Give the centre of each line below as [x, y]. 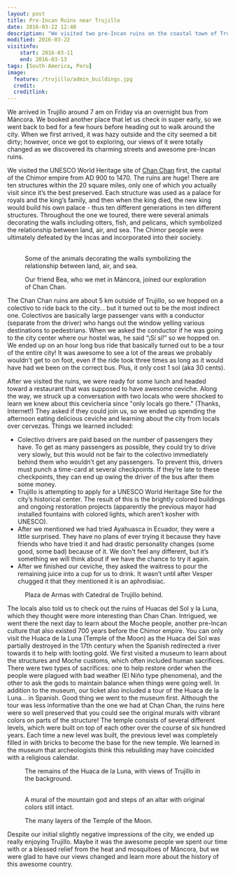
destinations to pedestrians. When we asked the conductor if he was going [115, 330]
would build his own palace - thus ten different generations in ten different [114, 208]
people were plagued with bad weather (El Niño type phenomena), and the [115, 676]
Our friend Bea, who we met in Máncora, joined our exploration [115, 280]
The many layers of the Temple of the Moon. [88, 821]
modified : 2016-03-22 [39, 40]
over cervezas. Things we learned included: [71, 426]
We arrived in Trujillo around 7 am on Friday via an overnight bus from [108, 112]
